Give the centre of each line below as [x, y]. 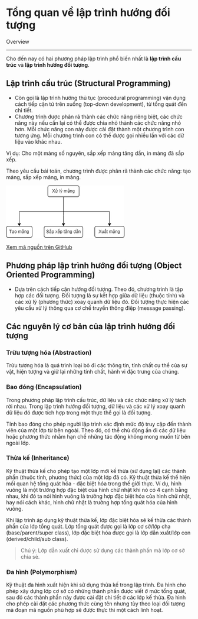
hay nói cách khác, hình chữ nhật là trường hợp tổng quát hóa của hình [92, 502]
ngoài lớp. [18, 443]
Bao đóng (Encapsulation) [44, 387]
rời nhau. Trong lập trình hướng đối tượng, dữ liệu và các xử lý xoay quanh [96, 406]
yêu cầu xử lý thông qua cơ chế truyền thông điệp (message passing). [100, 308]
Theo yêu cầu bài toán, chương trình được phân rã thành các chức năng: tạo [99, 171]
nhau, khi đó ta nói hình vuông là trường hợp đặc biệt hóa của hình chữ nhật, [99, 496]
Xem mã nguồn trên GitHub [39, 247]
